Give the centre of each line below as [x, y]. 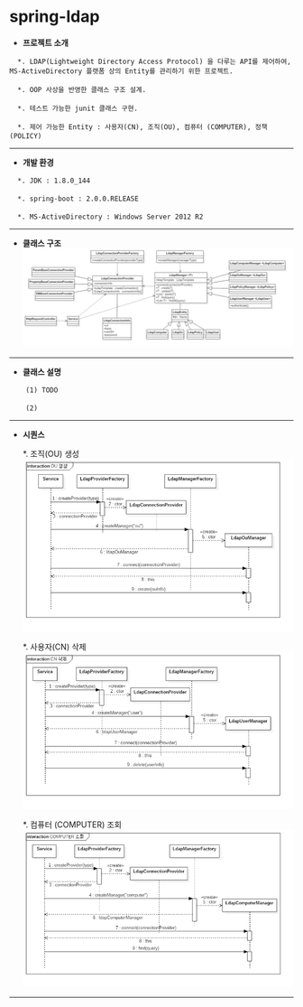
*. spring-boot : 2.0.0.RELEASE [78, 199]
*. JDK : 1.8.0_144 [54, 181]
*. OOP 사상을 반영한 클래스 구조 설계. [82, 89]
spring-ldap [55, 17]
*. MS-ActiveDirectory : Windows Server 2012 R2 [110, 217]
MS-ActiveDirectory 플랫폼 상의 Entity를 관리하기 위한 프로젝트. [121, 71]
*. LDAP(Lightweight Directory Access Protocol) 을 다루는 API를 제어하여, [154, 61]
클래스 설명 [41, 372]
